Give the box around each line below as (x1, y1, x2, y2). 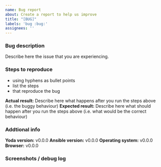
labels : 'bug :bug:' (5, 21, 48, 26)
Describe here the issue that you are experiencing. (5, 53, 109, 60)
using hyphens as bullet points (12, 77, 76, 83)
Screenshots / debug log (5, 155, 66, 162)
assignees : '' (5, 26, 35, 31)
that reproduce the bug (12, 88, 60, 94)
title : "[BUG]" (5, 16, 37, 21)
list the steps (12, 83, 39, 89)
